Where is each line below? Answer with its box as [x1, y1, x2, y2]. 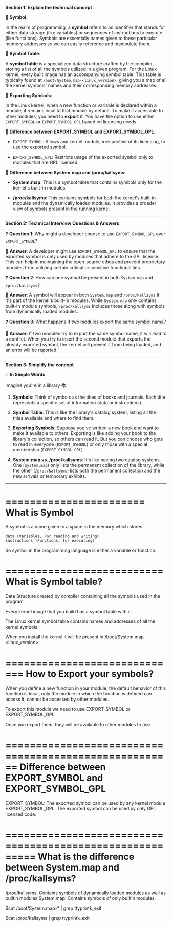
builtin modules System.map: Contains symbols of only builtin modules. [5, 895, 156, 901]
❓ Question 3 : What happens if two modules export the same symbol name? [5, 318, 166, 325]
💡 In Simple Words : [5, 372, 47, 377]
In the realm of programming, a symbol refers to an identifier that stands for [5, 24, 165, 30]
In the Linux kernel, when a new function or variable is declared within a [5, 102, 157, 108]
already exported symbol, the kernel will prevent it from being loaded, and [5, 342, 161, 347]
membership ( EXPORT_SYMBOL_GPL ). [12, 447, 84, 452]
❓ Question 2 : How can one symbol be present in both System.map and [5, 275, 154, 280]
